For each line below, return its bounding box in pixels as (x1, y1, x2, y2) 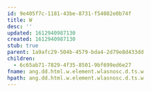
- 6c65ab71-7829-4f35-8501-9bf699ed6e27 (13, 62, 132, 68)
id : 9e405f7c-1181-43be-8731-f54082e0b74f (7, 10, 132, 17)
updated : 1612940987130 (7, 29, 76, 37)
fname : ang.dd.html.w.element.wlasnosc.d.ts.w (7, 68, 144, 75)
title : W (7, 17, 33, 24)
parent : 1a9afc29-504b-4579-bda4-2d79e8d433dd (7, 49, 144, 56)
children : (7, 55, 36, 62)
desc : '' (7, 23, 33, 30)
